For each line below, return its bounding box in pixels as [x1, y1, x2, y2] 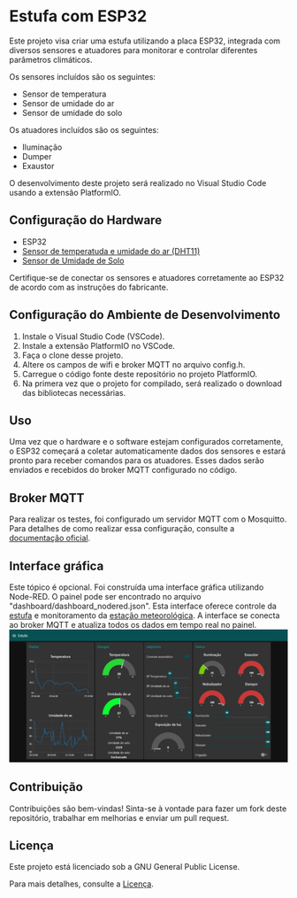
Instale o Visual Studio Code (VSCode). [21, 330, 165, 342]
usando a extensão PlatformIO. [9, 187, 121, 197]
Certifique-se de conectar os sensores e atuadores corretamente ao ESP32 [9, 272, 285, 283]
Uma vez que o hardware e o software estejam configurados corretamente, [9, 437, 284, 447]
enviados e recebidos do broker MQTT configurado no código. [9, 465, 238, 476]
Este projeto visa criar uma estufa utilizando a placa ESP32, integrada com [9, 35, 281, 46]
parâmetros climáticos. [9, 54, 93, 65]
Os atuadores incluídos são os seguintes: [9, 124, 159, 135]
